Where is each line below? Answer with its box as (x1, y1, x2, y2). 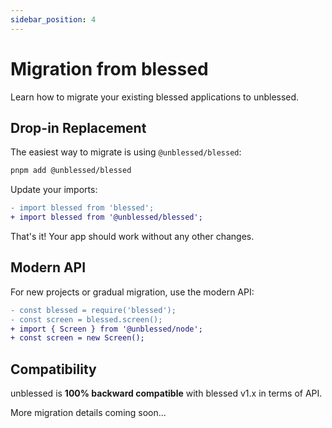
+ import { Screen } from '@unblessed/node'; (10, 324, 203, 334)
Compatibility (10, 361, 97, 378)
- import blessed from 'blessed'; (10, 203, 155, 213)
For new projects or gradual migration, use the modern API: (10, 286, 255, 298)
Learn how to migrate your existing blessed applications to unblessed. (10, 91, 300, 103)
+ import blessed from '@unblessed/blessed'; (10, 212, 203, 223)
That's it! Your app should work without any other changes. (10, 231, 255, 242)
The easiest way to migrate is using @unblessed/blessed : (10, 146, 242, 158)
